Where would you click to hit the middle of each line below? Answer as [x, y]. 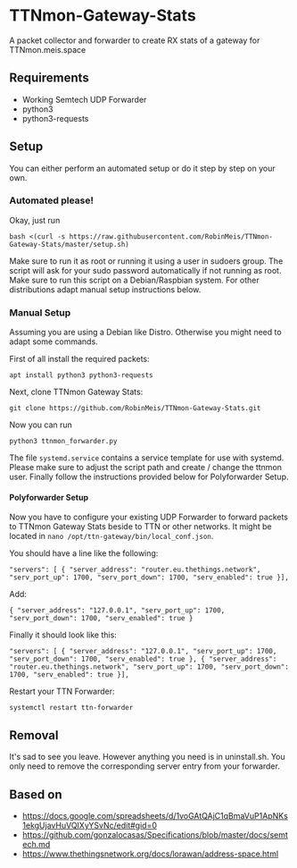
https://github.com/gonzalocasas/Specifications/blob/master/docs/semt [155, 834]
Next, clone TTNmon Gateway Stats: [76, 392]
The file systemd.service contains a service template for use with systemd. [147, 458]
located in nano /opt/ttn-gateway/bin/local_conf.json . [111, 536]
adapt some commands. [54, 341]
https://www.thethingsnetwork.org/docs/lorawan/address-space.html [150, 854]
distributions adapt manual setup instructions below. [105, 289]
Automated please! [52, 200]
